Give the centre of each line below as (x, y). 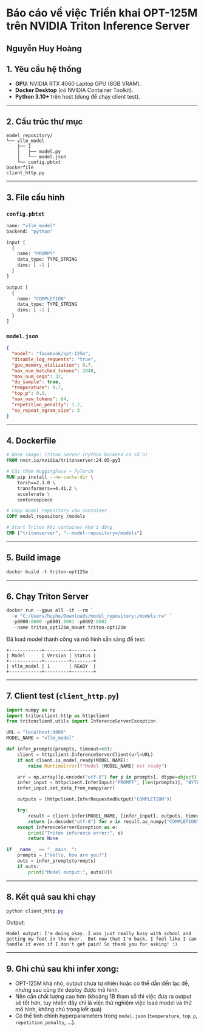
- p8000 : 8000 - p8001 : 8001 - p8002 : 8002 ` (62, 622)
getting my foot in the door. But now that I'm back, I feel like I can (102, 939)
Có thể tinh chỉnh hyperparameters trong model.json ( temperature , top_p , (106, 1016)
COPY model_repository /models (46, 517)
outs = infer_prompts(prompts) (57, 861)
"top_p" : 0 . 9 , (29, 394)
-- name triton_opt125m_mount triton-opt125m (69, 627)
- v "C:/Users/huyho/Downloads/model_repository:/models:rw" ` (92, 616)
